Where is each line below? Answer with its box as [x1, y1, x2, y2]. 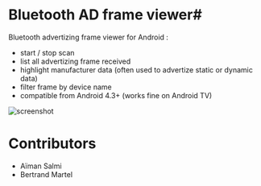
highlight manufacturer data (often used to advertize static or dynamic [19, 64, 254, 74]
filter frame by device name [19, 82, 112, 92]
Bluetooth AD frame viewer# [8, 6, 203, 24]
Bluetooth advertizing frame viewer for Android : [8, 32, 169, 42]
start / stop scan [19, 48, 75, 57]
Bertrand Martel [19, 169, 73, 179]
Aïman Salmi [19, 161, 62, 171]
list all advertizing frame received [19, 56, 131, 66]
